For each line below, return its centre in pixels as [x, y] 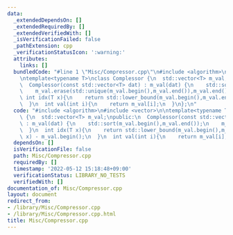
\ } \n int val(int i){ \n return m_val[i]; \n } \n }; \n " [108, 104]
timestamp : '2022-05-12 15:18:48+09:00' [72, 169]
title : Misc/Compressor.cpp [48, 220]
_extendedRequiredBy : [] [49, 26]
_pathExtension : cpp [43, 46]
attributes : [31, 59]
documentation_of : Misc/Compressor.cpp [65, 188]
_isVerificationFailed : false [57, 40]
